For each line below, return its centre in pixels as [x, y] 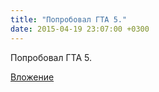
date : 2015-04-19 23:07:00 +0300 [80, 29]
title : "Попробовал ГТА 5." [69, 19]
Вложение [32, 77]
